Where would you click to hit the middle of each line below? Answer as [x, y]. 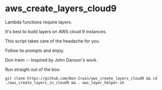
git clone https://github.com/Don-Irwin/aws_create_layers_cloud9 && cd [81, 78]
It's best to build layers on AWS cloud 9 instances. [56, 31]
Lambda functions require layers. [39, 22]
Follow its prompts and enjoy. [35, 50]
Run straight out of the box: [33, 69]
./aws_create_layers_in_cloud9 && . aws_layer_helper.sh [65, 83]
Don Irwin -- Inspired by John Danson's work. [51, 60]
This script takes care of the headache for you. [53, 41]
